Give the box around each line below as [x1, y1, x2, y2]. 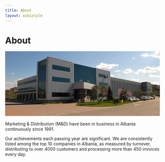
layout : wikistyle [5, 13, 43, 18]
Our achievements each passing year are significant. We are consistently [5, 135, 153, 141]
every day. [5, 151, 27, 157]
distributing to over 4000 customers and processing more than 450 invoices [5, 146, 160, 152]
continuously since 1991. [5, 126, 55, 132]
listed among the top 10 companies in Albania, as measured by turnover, [5, 140, 151, 147]
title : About [5, 8, 32, 13]
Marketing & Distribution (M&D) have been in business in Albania [5, 121, 136, 127]
